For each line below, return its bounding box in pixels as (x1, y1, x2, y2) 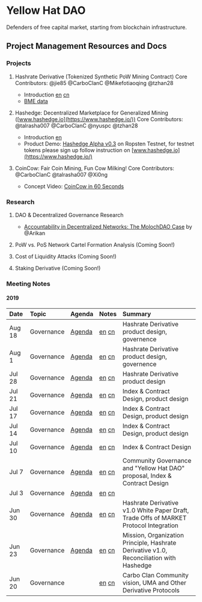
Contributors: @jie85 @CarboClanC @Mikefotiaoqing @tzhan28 (14, 79, 174, 86)
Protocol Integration (122, 521, 179, 530)
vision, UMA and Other (122, 578, 186, 587)
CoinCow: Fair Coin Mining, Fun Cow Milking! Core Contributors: (14, 164, 174, 172)
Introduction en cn (23, 91, 70, 98)
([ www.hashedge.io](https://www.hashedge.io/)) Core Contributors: (14, 115, 183, 122)
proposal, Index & (122, 472, 172, 480)
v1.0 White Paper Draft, (122, 506, 189, 515)
